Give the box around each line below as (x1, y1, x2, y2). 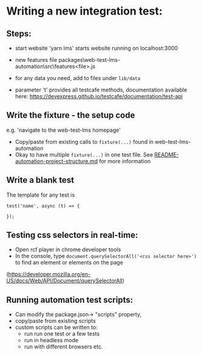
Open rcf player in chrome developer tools (15, 246, 121, 253)
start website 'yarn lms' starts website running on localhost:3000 (15, 44, 178, 52)
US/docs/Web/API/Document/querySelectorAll (6, 277, 123, 285)
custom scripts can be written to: (15, 323, 98, 331)
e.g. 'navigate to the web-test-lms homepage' (6, 126, 121, 134)
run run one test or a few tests (24, 330, 100, 337)
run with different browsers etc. (24, 343, 103, 350)
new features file (15, 56, 58, 63)
